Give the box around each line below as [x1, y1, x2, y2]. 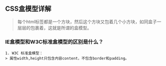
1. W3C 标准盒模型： [5, 51, 43, 56]
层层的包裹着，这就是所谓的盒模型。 [17, 25, 92, 31]
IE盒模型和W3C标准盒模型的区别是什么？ [5, 38, 103, 45]
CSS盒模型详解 [5, 4, 52, 13]
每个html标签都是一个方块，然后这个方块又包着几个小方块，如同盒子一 [17, 19, 162, 25]
